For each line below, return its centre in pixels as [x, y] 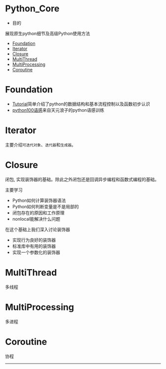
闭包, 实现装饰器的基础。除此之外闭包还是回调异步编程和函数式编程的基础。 [82, 179]
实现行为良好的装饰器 [34, 240]
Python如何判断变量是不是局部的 [45, 206]
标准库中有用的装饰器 [34, 246]
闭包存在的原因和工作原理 [38, 213]
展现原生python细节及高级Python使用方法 [48, 33]
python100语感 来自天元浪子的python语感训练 [58, 110]
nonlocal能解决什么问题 [36, 219]
